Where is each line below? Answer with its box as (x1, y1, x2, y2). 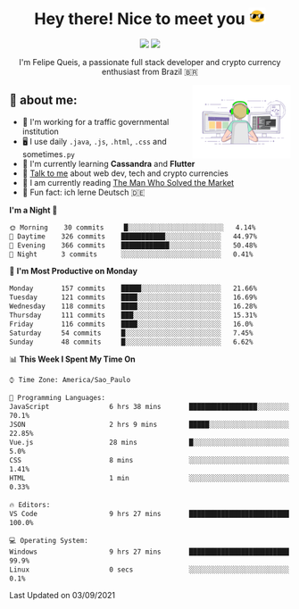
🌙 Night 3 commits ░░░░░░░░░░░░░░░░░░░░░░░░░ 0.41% (9, 249, 253, 259)
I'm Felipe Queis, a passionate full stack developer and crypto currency (19, 56, 281, 67)
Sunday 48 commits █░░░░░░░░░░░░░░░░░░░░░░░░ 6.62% (9, 338, 253, 346)
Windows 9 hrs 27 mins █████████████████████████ (9, 547, 290, 556)
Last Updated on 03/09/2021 (9, 589, 116, 600)
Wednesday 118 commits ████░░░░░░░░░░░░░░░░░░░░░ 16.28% (9, 302, 257, 311)
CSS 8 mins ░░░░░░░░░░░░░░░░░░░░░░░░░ (9, 455, 290, 464)
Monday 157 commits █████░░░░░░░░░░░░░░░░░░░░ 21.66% (9, 284, 257, 293)
